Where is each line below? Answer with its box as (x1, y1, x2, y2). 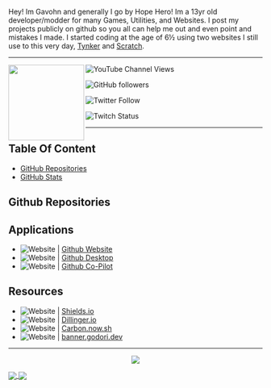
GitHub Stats (19, 172, 63, 181)
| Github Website (56, 244, 113, 254)
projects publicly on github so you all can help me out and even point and (8, 24, 252, 33)
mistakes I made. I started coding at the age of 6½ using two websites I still (8, 32, 258, 42)
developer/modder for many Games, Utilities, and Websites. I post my (8, 15, 240, 25)
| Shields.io (56, 306, 94, 315)
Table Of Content (8, 142, 96, 156)
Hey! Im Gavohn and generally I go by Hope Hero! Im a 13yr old (8, 7, 218, 16)
